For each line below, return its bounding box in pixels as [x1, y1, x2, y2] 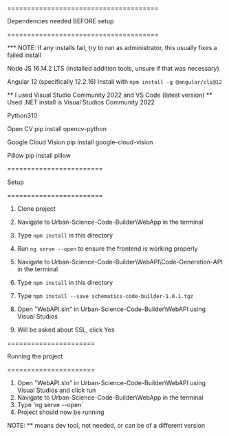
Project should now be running [17, 408, 105, 416]
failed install [7, 51, 41, 59]
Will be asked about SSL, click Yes [17, 325, 115, 334]
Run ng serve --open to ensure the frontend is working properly [17, 244, 198, 253]
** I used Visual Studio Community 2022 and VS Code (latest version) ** [7, 91, 213, 99]
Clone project [17, 205, 56, 213]
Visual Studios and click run [17, 386, 96, 394]
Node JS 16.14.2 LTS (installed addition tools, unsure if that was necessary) [7, 65, 220, 72]
